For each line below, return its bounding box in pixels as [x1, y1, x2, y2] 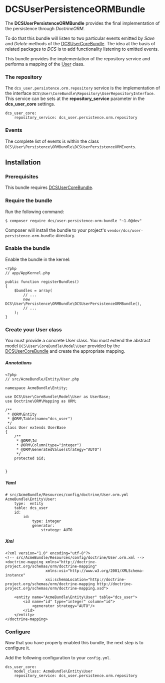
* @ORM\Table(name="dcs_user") [7, 416, 72, 422]
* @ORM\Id [16, 438, 37, 443]
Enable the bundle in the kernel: [5, 256, 71, 262]
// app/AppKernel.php [5, 270, 50, 275]
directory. [55, 232, 76, 238]
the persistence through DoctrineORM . [5, 25, 85, 31]
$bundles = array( [14, 288, 52, 293]
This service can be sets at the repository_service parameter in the [5, 95, 145, 102]
